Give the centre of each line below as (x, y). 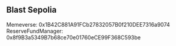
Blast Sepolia (32, 10)
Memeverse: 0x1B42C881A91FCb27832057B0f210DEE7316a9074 (88, 24)
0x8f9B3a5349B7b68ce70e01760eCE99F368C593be (73, 37)
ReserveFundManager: (35, 31)
